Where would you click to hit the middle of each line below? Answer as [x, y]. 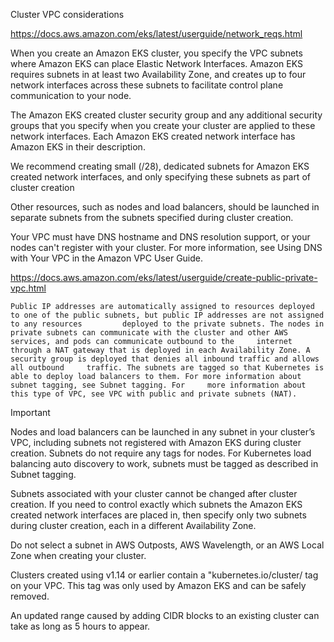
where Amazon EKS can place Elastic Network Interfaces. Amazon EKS [156, 63]
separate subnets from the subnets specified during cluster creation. [152, 217]
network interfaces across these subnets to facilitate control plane [147, 85]
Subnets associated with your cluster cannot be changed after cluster [154, 493]
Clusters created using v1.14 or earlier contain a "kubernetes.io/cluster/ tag [164, 575]
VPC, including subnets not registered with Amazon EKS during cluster [156, 442]
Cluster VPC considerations [67, 14]
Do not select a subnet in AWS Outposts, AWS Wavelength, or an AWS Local [167, 545]
